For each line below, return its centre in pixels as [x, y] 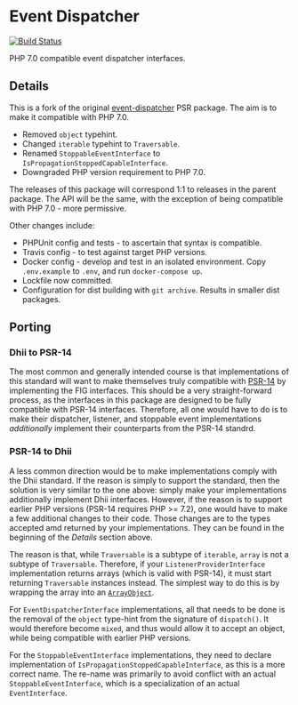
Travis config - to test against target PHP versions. [114, 252]
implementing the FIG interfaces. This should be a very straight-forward [141, 391]
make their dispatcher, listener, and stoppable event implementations [136, 419]
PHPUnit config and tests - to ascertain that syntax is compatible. [142, 243]
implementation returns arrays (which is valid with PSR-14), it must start [141, 573]
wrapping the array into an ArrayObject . [82, 592]
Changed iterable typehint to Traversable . [101, 143]
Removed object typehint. [70, 134]
